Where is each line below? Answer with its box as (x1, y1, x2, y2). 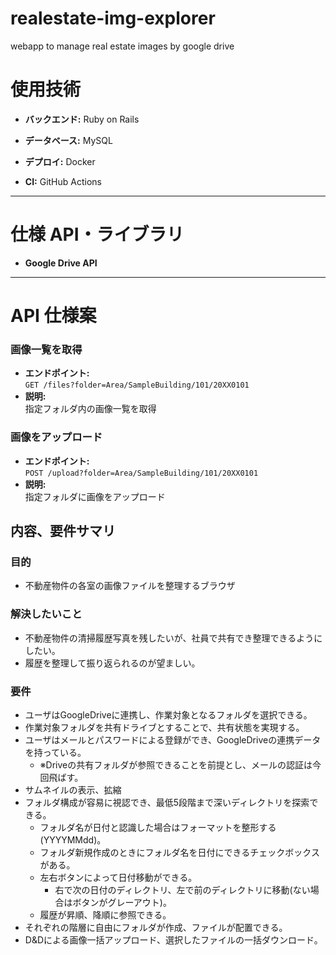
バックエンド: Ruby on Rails (24, 113, 140, 125)
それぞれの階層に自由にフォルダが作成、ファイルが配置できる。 (24, 921, 288, 933)
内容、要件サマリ (10, 522, 116, 539)
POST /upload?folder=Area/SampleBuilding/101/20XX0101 (24, 468, 259, 478)
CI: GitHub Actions (24, 175, 102, 187)
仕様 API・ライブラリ (10, 223, 185, 246)
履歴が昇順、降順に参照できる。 (39, 908, 172, 921)
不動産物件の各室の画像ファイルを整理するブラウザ (24, 580, 236, 592)
